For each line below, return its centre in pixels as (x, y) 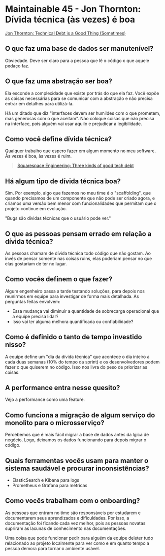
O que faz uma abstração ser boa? (59, 82)
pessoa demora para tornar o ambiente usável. (52, 548)
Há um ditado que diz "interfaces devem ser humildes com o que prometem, (83, 113)
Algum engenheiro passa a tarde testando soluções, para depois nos (75, 291)
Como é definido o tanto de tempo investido (74, 337)
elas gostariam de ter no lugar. (36, 264)
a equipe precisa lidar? (35, 316)
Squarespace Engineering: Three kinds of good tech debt (75, 165)
